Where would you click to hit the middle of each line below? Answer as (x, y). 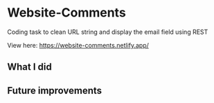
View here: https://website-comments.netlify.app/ (78, 45)
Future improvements (55, 90)
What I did (29, 67)
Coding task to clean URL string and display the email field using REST (108, 32)
